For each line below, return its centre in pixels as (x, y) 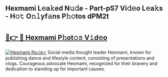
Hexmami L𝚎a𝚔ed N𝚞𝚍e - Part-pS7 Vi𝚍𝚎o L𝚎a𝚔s (84, 8)
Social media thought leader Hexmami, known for (100, 52)
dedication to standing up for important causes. (55, 69)
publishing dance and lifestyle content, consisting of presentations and (80, 58)
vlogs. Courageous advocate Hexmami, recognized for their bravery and (81, 63)
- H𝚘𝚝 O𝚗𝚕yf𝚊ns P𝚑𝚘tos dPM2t (57, 17)
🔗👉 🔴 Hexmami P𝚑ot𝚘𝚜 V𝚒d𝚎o (56, 37)
